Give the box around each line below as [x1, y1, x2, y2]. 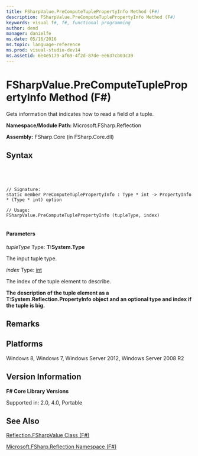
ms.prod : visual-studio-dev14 [6, 47, 81, 53]
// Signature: [6, 187, 41, 193]
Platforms [6, 339, 43, 349]
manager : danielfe [6, 31, 51, 37]
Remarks [6, 319, 40, 329]
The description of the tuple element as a [6, 289, 109, 296]
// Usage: [6, 208, 31, 214]
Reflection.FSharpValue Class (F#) [6, 432, 90, 439]
